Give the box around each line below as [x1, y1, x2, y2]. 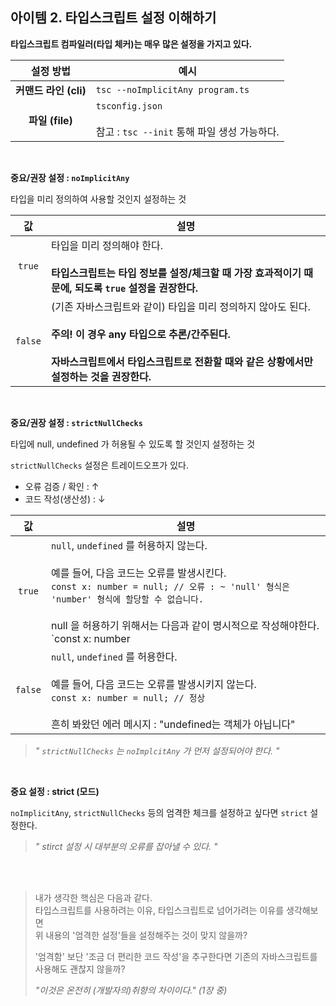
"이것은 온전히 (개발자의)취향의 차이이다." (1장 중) [34, 984, 228, 996]
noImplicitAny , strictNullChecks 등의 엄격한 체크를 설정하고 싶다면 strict [10, 806, 308, 818]
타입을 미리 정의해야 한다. [50, 238, 164, 252]
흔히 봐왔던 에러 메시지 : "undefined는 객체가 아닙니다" [50, 717, 296, 731]
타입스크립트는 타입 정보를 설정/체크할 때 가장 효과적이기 [50, 266, 302, 280]
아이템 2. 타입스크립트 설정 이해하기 [10, 9, 217, 27]
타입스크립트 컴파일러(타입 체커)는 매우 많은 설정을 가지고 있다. [10, 38, 253, 50]
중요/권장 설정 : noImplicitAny [10, 171, 130, 183]
